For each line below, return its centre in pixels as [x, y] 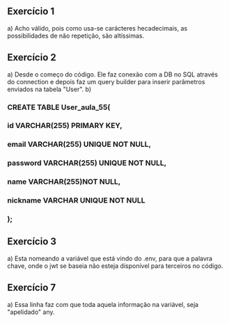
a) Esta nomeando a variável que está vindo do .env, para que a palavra [110, 258]
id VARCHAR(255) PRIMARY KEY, [65, 126]
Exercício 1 [31, 11]
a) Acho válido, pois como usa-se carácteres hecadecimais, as [97, 28]
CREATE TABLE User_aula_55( [59, 107]
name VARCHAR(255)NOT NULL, [64, 182]
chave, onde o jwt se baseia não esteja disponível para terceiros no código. [115, 266]
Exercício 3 [32, 242]
